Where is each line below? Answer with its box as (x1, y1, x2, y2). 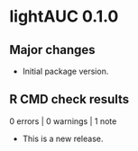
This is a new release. (22, 133, 104, 144)
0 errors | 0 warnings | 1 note (9, 115, 117, 127)
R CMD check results (9, 92, 130, 107)
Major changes (9, 42, 97, 58)
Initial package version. (22, 66, 109, 76)
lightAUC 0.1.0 (9, 6, 119, 27)
